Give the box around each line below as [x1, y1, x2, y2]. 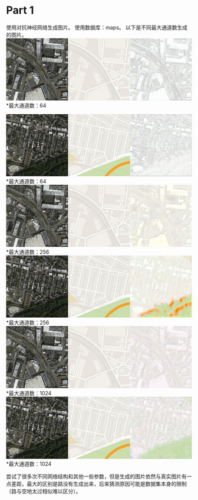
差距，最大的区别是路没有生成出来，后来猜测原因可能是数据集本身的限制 [11, 480, 187, 487]
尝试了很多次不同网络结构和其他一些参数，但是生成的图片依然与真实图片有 [6, 473, 187, 480]
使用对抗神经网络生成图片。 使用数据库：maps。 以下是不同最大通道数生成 [6, 24, 187, 31]
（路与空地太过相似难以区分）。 [6, 488, 81, 495]
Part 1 [6, 4, 34, 17]
